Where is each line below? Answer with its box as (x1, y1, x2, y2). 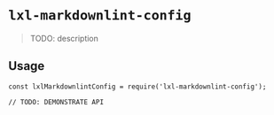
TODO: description (29, 33, 99, 43)
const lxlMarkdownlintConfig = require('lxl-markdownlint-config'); (8, 82, 267, 91)
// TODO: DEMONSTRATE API (8, 97, 104, 106)
